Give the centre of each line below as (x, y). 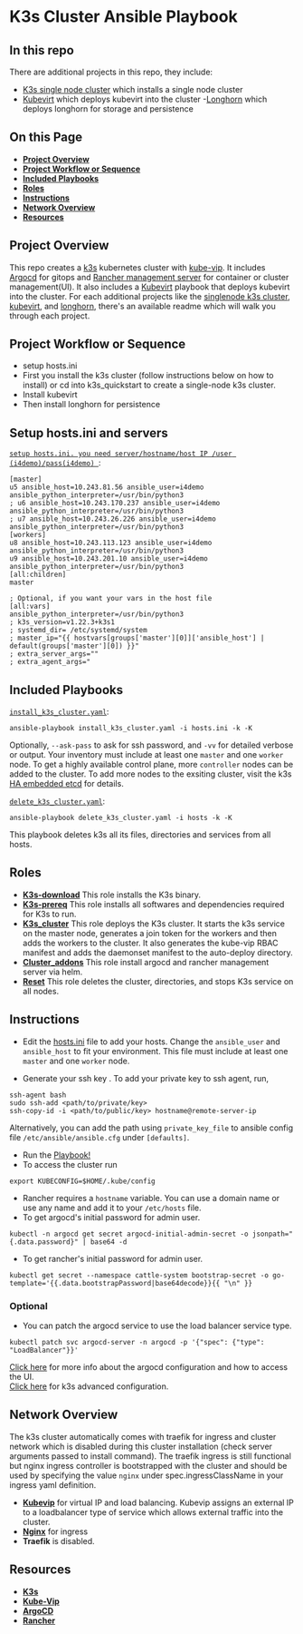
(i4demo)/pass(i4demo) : (55, 463)
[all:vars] (30, 607)
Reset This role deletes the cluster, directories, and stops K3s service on (158, 981)
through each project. (50, 316)
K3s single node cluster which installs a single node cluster (133, 89)
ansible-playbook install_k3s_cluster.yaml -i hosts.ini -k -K (131, 729)
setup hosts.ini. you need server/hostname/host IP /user (121, 454)
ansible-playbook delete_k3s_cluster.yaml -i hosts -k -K (121, 818)
